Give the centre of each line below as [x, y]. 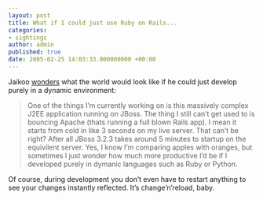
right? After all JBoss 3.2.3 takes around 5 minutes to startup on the [137, 139]
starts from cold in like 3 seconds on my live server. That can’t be [133, 130]
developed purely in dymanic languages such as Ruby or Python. [132, 164]
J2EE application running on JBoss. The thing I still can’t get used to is [141, 113]
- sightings [27, 37]
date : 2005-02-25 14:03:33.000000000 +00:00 [82, 60]
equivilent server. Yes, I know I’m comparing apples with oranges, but [140, 147]
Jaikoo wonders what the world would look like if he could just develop [123, 81]
